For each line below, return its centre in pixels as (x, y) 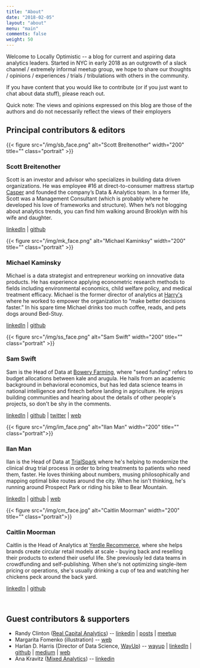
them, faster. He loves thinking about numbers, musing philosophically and (98, 474)
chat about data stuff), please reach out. (56, 94)
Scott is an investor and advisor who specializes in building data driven (93, 179)
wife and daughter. (29, 218)
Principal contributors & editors (66, 130)
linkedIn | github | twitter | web (44, 415)
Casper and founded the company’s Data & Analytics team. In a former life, (98, 193)
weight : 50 (20, 39)
